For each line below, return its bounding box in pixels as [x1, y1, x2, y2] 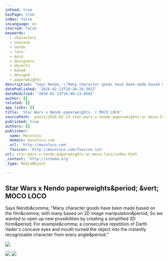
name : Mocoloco [9, 133, 41, 138]
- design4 [9, 73, 30, 78]
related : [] [5, 101, 30, 106]
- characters [9, 36, 37, 41]
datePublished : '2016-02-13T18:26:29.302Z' [5, 86, 97, 92]
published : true [5, 119, 39, 124]
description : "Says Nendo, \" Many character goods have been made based [5, 82, 160, 87]
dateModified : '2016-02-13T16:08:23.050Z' [5, 91, 95, 96]
